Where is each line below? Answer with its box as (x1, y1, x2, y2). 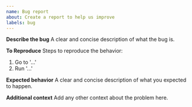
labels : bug (6, 20, 35, 25)
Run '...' (14, 65, 33, 72)
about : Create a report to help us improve (6, 14, 115, 20)
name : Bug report (6, 8, 49, 15)
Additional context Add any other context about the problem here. (6, 94, 168, 101)
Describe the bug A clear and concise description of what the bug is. (6, 36, 175, 43)
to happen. (6, 83, 32, 90)
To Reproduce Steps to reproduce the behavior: (6, 47, 123, 54)
